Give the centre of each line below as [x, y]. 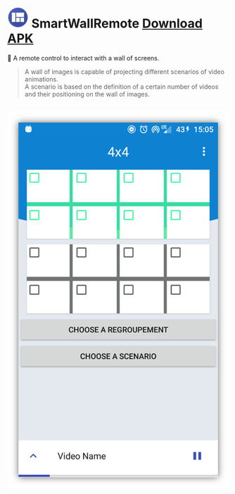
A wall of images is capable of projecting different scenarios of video [125, 71]
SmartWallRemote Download [117, 24]
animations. [41, 79]
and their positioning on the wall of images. [87, 94]
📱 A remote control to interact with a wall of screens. [83, 58]
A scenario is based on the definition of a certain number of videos [121, 87]
